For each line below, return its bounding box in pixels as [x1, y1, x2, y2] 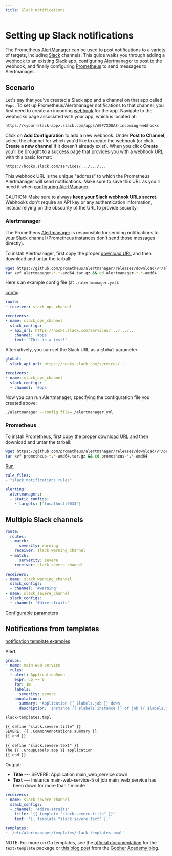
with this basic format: [5, 154, 52, 160]
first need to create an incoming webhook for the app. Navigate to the [5, 108, 153, 114]
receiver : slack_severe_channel [14, 562, 83, 567]
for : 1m [14, 681, 31, 687]
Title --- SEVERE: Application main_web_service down [12, 771, 128, 778]
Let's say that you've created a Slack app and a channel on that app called [5, 97, 163, 103]
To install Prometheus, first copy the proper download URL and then [5, 433, 149, 440]
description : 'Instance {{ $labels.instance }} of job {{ [18, 706, 145, 711]
